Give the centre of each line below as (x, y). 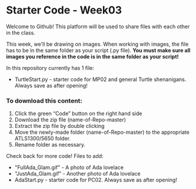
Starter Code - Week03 (64, 10)
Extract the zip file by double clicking (59, 126)
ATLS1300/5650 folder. (43, 139)
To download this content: (44, 100)
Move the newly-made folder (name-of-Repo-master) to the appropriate (102, 132)
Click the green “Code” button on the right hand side (78, 114)
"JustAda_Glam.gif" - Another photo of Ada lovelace (77, 174)
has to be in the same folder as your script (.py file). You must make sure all (98, 50)
